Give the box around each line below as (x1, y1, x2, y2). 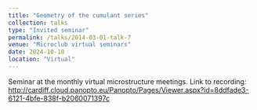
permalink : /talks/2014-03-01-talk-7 (8, 33, 132, 42)
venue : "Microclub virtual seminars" (8, 41, 132, 49)
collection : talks (8, 19, 68, 27)
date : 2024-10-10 (8, 48, 65, 56)
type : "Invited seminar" (8, 26, 89, 34)
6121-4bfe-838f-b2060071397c (8, 93, 110, 103)
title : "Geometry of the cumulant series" (8, 11, 149, 20)
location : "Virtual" (8, 56, 76, 64)
